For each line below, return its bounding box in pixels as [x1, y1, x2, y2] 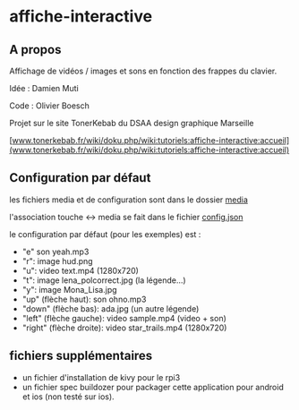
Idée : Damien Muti [9, 83, 79, 93]
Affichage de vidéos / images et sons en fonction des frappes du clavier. [9, 65, 278, 76]
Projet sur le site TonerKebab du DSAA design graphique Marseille [9, 118, 254, 128]
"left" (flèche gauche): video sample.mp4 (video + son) [21, 312, 226, 323]
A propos [9, 42, 62, 57]
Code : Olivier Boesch [9, 100, 90, 111]
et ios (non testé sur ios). [21, 391, 115, 402]
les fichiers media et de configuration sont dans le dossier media [9, 194, 249, 205]
